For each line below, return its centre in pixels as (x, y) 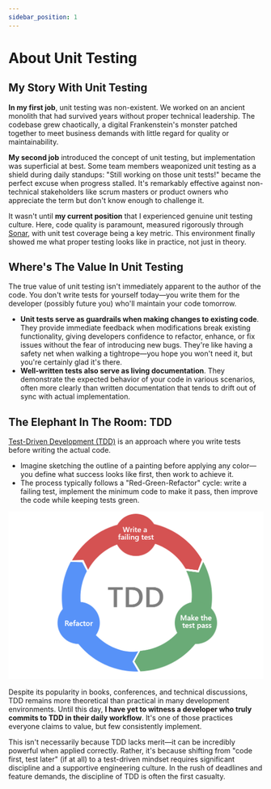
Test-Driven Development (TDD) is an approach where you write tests (125, 441)
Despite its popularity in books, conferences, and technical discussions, (128, 692)
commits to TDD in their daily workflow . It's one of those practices (121, 718)
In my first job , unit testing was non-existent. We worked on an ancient (127, 107)
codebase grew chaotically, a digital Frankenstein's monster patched (123, 124)
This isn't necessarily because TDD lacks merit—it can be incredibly (122, 742)
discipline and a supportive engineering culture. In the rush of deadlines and (135, 768)
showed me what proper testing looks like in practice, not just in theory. (127, 242)
